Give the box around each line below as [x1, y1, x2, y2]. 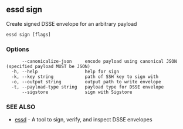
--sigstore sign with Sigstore [21, 89, 133, 96]
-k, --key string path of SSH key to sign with [11, 74, 159, 80]
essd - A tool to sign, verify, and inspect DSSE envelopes [14, 116, 152, 123]
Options [6, 45, 29, 53]
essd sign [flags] [6, 32, 51, 38]
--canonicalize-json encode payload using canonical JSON [21, 59, 177, 64]
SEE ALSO [6, 103, 36, 111]
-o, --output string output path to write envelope [11, 79, 161, 85]
